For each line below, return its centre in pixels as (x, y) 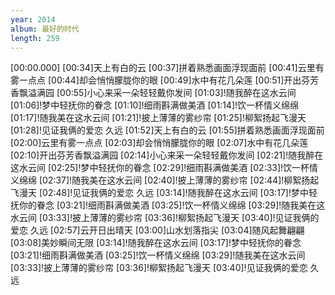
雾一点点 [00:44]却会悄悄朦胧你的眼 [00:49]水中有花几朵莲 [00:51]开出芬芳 (165, 80)
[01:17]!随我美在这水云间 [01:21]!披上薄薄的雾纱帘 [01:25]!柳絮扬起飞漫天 (158, 118)
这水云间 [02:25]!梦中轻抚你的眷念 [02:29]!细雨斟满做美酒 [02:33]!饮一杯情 (164, 168)
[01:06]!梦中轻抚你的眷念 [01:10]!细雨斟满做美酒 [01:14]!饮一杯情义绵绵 (155, 105)
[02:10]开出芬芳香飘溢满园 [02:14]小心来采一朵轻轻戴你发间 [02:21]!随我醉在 (167, 155)
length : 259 (35, 38)
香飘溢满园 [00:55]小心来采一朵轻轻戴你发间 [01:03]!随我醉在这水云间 (153, 93)
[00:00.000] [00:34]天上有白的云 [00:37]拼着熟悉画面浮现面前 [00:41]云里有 (167, 68)
